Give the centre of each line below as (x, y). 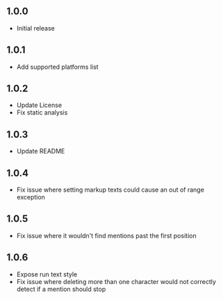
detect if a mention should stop (61, 289)
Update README (41, 151)
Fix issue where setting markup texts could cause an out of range (110, 190)
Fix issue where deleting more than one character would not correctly (116, 281)
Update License (39, 105)
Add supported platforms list (57, 67)
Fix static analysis (42, 112)
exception (31, 197)
